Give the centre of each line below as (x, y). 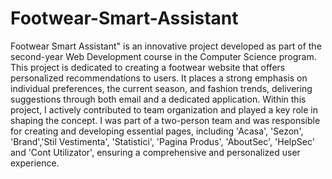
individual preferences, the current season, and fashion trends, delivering (161, 88)
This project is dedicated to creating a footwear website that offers (148, 67)
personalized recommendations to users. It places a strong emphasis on (159, 78)
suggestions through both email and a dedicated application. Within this (158, 99)
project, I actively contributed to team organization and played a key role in (164, 109)
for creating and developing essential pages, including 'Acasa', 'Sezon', (157, 131)
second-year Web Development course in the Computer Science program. (163, 56)
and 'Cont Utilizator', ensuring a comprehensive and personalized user (155, 152)
